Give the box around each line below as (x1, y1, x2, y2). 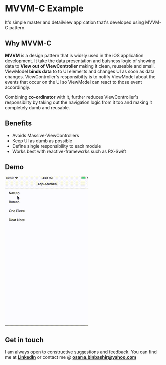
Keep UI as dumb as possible (12, 138, 72, 144)
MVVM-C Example (5, 3, 83, 14)
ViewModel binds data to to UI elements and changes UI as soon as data (5, 68, 155, 74)
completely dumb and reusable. (5, 104, 70, 110)
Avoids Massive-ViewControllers (12, 132, 79, 138)
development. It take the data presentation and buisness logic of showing (5, 58, 156, 64)
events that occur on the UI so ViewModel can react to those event (5, 79, 142, 85)
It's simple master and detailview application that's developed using (5, 19, 144, 25)
